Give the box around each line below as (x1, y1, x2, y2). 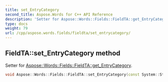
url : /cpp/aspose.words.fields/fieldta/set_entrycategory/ (5, 30, 131, 35)
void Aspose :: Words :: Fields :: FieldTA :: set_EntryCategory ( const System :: (5, 72, 160, 77)
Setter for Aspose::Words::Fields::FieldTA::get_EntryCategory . (5, 62, 132, 68)
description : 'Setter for (5, 16, 59, 21)
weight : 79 (5, 26, 28, 31)
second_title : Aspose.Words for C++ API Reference (5, 12, 113, 17)
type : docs (5, 21, 28, 26)
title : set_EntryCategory (5, 7, 59, 12)
